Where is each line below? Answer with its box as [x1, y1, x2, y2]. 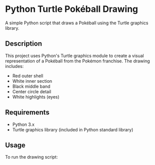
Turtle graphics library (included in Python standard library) [12, 126, 134, 132]
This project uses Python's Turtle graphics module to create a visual [5, 53, 144, 58]
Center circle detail [12, 88, 52, 95]
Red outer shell [12, 73, 44, 79]
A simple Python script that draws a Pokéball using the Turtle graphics [5, 20, 149, 26]
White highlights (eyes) [12, 94, 59, 100]
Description [5, 40, 42, 48]
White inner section [12, 78, 52, 84]
